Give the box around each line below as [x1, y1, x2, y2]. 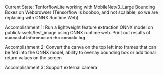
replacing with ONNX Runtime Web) [5, 15, 79, 20]
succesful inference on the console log [5, 35, 86, 40]
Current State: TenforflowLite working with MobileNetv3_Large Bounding [5, 4, 155, 10]
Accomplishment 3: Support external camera [5, 64, 97, 70]
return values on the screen [5, 55, 62, 61]
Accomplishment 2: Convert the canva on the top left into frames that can [5, 44, 156, 50]
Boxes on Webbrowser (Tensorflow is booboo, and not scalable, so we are [5, 9, 158, 15]
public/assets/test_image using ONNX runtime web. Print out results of [5, 30, 151, 35]
